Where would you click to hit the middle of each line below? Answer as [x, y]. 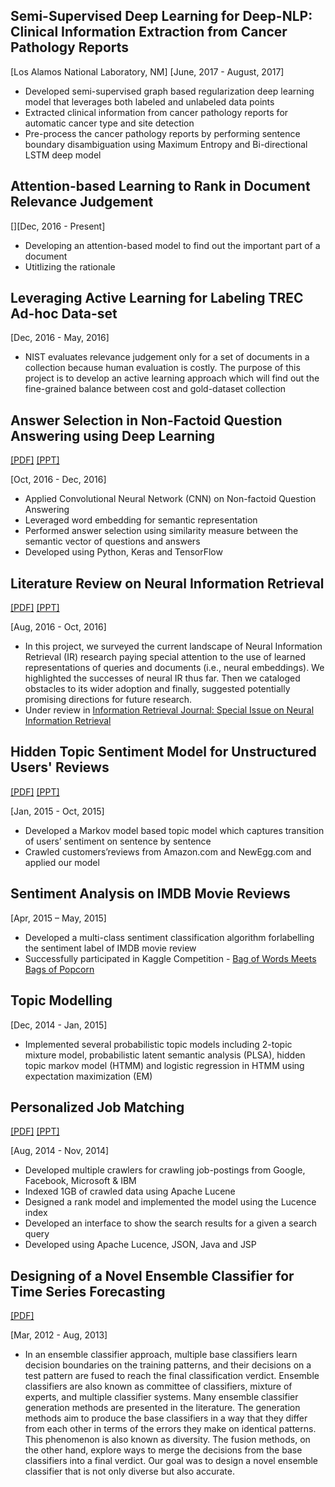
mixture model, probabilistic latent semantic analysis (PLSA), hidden [165, 1055]
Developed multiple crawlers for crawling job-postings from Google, [165, 1170]
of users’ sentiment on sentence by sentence [118, 841]
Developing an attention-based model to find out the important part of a [172, 245]
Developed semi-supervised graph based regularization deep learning [169, 91]
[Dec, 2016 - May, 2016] [60, 338]
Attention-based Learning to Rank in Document [160, 186]
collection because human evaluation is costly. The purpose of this [162, 368]
